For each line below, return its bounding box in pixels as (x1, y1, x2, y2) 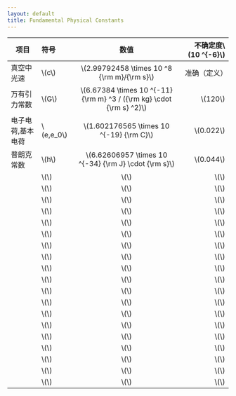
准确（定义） (185, 68, 228, 78)
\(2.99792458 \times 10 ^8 (80, 63, 173, 73)
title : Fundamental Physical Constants (7, 17, 124, 24)
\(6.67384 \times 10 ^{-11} (80, 85, 173, 95)
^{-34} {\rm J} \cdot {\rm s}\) (78, 158, 176, 168)
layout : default (7, 10, 55, 18)
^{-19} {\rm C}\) (99, 130, 154, 139)
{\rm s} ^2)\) (106, 102, 147, 112)
